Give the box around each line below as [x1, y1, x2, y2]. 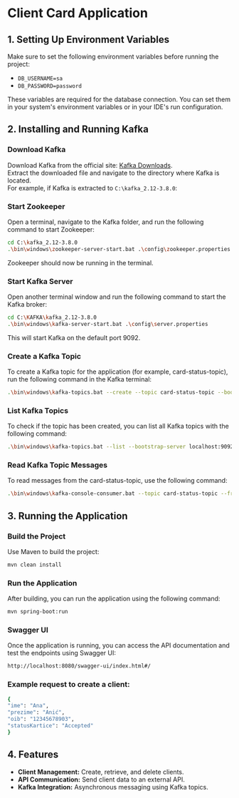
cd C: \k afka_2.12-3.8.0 [7, 239, 78, 246]
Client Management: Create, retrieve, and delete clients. [17, 767, 184, 776]
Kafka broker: [7, 300, 48, 309]
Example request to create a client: [7, 680, 130, 690]
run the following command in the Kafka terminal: [7, 375, 152, 384]
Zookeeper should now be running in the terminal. [7, 258, 154, 267]
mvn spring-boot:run [7, 608, 69, 615]
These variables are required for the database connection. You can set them [7, 95, 231, 103]
